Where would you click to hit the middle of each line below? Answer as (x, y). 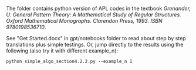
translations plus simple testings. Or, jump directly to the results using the (95, 44)
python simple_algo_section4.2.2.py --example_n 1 (69, 61)
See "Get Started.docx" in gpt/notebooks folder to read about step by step (96, 38)
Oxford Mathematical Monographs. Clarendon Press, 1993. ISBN (84, 21)
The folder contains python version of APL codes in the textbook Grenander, (98, 8)
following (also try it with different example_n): (62, 51)
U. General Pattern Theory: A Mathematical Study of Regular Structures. (94, 15)
